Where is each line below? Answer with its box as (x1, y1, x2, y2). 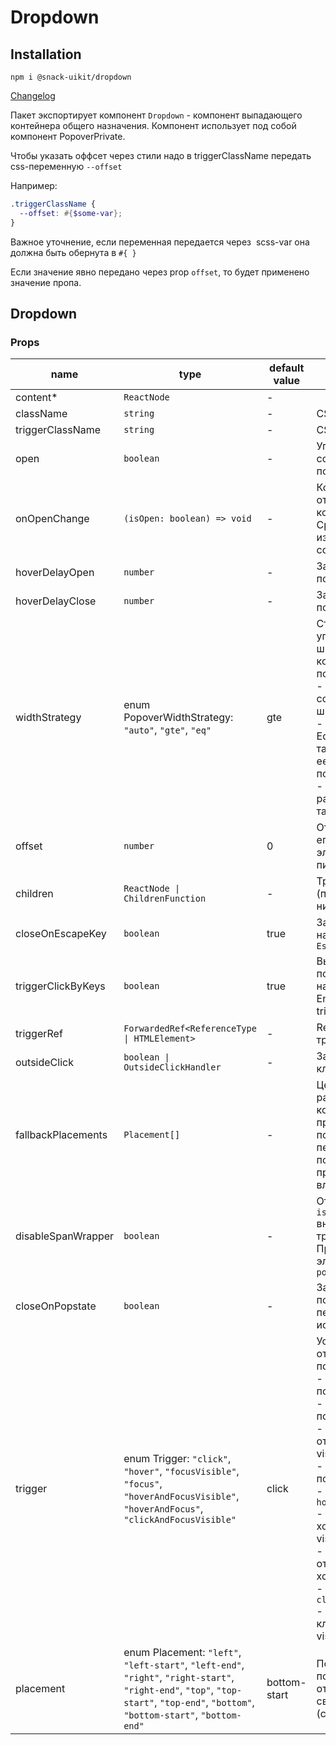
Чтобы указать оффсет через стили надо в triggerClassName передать (10, 150, 312, 161)
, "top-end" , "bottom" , (154, 1696, 255, 1710)
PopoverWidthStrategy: (123, 711, 234, 725)
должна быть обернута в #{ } (10, 246, 137, 258)
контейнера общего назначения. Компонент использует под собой (10, 120, 297, 131)
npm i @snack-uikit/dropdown (10, 72, 132, 82)
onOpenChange (15, 512, 90, 526)
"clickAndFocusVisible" (123, 1514, 237, 1526)
